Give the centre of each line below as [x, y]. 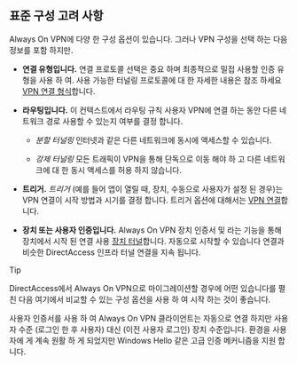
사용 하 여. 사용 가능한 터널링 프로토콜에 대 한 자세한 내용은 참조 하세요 [160, 80]
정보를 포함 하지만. [41, 50]
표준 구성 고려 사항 [56, 16]
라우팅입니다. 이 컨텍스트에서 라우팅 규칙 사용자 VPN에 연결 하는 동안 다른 [149, 110]
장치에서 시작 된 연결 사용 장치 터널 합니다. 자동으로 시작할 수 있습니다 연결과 [153, 241]
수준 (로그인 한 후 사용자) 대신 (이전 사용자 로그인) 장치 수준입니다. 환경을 [144, 329]
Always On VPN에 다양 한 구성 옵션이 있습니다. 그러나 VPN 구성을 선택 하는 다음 [148, 39]
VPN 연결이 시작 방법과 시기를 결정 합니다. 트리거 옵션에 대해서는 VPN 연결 [152, 200]
